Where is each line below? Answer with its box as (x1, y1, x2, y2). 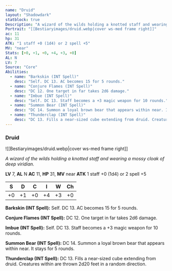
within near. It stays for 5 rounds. (5, 245, 75, 252)
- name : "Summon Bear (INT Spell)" (10, 103, 86, 108)
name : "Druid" (5, 7, 36, 13)
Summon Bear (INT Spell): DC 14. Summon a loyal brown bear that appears (5, 240, 165, 246)
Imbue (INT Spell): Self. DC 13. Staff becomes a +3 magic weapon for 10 (5, 225, 158, 231)
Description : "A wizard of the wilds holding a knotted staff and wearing (5, 22, 168, 27)
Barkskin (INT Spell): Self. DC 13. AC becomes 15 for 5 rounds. (5, 205, 138, 211)
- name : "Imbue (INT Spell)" (10, 93, 72, 98)
